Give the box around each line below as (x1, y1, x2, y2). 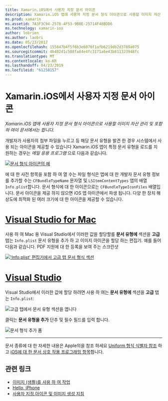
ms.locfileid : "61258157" (5, 68, 59, 73)
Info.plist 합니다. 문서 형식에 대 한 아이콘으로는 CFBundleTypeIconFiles (5, 183, 148, 190)
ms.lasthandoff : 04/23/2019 (5, 63, 64, 68)
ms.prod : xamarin (5, 16, 41, 21)
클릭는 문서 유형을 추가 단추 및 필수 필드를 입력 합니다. (5, 317, 110, 323)
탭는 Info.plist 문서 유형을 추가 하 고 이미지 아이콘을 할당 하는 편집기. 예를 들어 (5, 237, 162, 243)
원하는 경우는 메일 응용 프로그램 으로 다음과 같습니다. (5, 150, 108, 156)
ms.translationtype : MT (5, 53, 55, 59)
